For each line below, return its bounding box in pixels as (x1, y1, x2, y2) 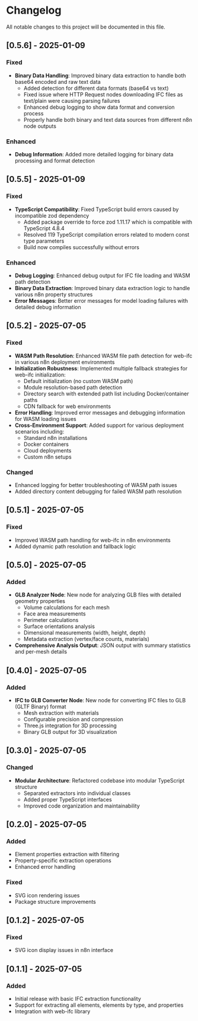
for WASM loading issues (14, 415, 76, 422)
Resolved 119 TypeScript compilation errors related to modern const (23, 231, 190, 238)
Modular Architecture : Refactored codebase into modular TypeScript (14, 777, 185, 784)
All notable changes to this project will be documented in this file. (6, 23, 166, 30)
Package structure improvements (14, 898, 97, 905)
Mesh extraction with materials (23, 709, 99, 717)
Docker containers (23, 441, 69, 448)
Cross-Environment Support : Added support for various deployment (14, 422, 184, 429)
